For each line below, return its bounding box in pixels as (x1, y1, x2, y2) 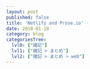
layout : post (6, 8, 39, 15)
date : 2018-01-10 (6, 25, 49, 32)
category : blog (6, 31, 44, 37)
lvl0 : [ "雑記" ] (11, 43, 48, 49)
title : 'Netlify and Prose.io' (6, 20, 84, 26)
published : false (6, 14, 49, 20)
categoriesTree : (6, 37, 46, 43)
